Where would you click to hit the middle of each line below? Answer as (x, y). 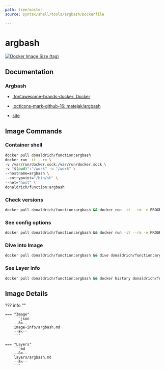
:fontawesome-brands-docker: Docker (51, 97)
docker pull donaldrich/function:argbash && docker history (68, 278)
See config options (28, 223)
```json (22, 319)
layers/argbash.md (33, 357)
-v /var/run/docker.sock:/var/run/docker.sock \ (56, 164)
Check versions (24, 199)
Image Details (27, 294)
